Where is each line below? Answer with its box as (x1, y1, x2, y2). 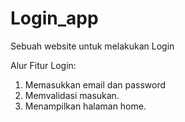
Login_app (10, 7, 99, 30)
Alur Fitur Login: (10, 59, 77, 71)
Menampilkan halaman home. (24, 100, 147, 112)
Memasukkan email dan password (24, 78, 167, 91)
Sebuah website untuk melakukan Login (10, 40, 175, 52)
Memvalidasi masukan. (24, 89, 120, 101)
